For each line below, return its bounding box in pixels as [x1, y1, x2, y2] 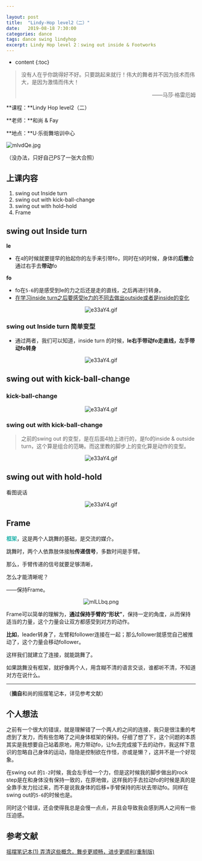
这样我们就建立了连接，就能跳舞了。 [6, 651, 96, 658]
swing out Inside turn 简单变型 [6, 322, 96, 331]
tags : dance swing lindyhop [6, 37, 77, 43]
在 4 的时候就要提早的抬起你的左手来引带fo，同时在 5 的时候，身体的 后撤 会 [14, 254, 194, 262]
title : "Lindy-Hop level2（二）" [6, 19, 90, 26]
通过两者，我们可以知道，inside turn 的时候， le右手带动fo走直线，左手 [14, 337, 190, 344]
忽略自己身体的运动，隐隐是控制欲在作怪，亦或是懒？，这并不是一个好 [16, 749, 191, 756]
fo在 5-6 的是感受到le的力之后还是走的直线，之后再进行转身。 [14, 286, 165, 293]
